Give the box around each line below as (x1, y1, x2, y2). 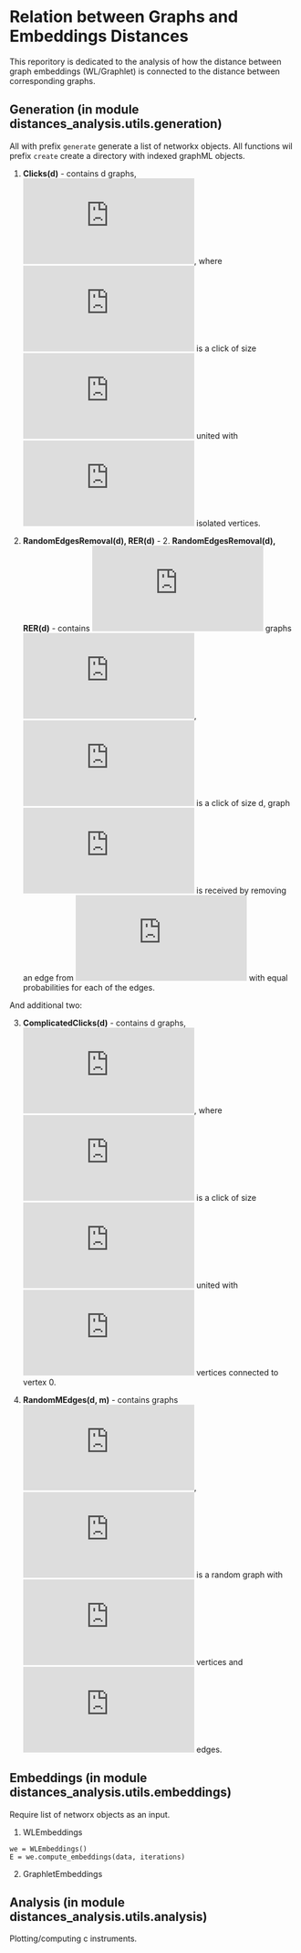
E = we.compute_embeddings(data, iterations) (9, 1852, 185, 1862)
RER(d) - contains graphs (22, 622, 292, 633)
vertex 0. (22, 1376, 57, 1387)
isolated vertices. (195, 517, 262, 528)
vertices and (195, 1656, 244, 1667)
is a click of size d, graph (195, 797, 290, 808)
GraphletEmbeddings (22, 1868, 103, 1879)
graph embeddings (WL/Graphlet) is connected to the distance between (9, 66, 281, 77)
